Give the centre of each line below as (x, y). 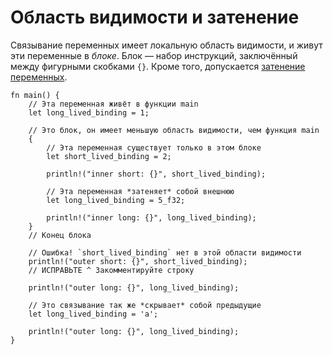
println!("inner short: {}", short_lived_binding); (156, 174)
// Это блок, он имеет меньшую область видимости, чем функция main (174, 130)
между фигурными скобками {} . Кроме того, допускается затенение (158, 66)
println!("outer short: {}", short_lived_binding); (138, 261)
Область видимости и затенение (155, 17)
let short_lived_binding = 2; (109, 156)
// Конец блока (60, 235)
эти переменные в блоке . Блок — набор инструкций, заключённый (154, 55)
